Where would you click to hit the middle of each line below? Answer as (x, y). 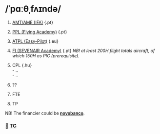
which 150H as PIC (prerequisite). (46, 56)
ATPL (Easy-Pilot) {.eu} (35, 41)
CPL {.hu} (22, 65)
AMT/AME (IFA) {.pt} (33, 22)
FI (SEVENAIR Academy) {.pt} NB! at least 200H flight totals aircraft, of (83, 50)
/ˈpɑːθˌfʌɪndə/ (33, 9)
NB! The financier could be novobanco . (45, 113)
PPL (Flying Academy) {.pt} (40, 32)
